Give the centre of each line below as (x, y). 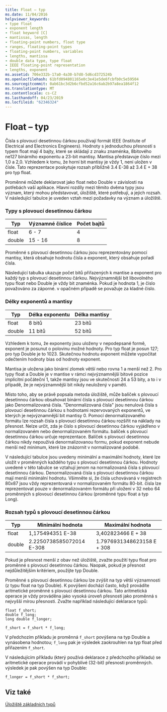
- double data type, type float (39, 61)
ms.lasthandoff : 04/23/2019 (34, 98)
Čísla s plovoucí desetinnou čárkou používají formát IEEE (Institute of (76, 141)
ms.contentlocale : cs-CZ (31, 93)
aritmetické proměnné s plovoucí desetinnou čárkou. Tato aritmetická (76, 591)
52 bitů (83, 331)
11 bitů (37, 331)
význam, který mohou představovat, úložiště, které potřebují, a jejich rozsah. (83, 193)
